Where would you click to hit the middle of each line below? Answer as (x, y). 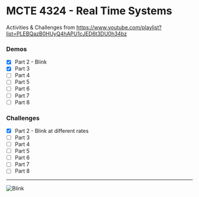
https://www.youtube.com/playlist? (119, 27)
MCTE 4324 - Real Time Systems (89, 11)
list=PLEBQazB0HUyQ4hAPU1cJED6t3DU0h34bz (67, 33)
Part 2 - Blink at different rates (52, 131)
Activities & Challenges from (41, 27)
